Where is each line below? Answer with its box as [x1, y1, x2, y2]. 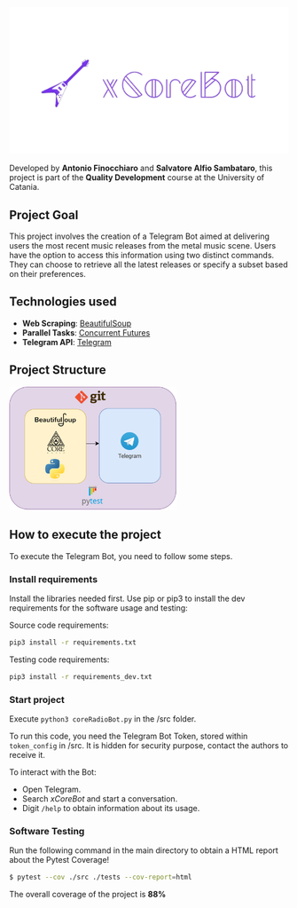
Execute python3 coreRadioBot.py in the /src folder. [9, 714, 197, 724]
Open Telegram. [21, 784, 82, 795]
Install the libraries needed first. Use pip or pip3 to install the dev [9, 593, 246, 604]
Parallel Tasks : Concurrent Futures [21, 327, 151, 338]
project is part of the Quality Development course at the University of [9, 172, 265, 183]
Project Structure [9, 362, 106, 378]
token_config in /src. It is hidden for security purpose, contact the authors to [9, 740, 289, 751]
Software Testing [9, 825, 85, 838]
